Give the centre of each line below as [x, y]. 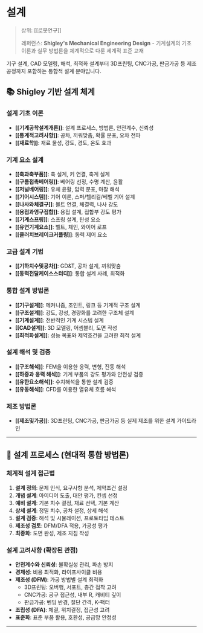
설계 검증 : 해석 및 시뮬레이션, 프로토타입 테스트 [70, 518]
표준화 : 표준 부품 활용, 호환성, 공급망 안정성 [66, 617]
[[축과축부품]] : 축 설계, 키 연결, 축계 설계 [62, 174]
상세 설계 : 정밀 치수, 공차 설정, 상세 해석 [61, 510]
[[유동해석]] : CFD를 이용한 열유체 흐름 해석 [66, 389]
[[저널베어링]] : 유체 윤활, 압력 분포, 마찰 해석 [67, 189]
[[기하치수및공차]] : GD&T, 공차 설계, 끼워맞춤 [68, 266]
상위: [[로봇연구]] [41, 30]
